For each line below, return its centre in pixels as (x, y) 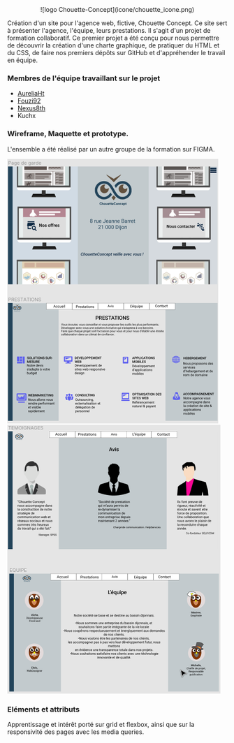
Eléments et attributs (44, 709)
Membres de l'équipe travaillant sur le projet (84, 78)
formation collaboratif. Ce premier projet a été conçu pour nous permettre (114, 38)
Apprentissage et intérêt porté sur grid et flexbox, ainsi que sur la (101, 724)
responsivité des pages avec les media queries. (76, 732)
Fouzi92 (29, 101)
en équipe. (23, 60)
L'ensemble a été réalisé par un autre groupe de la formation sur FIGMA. (111, 149)
